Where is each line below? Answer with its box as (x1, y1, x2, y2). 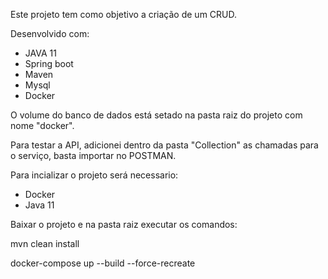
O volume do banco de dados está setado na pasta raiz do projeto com (10, 109, 303, 121)
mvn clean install (10, 238, 80, 249)
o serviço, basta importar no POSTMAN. (10, 150, 177, 161)
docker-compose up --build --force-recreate (10, 257, 196, 269)
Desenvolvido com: (10, 28, 90, 39)
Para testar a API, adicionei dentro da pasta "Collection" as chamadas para (10, 139, 319, 151)
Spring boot (24, 58, 74, 69)
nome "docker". (10, 120, 75, 131)
